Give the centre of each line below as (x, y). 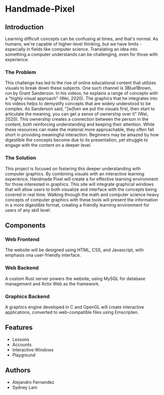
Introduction (24, 27)
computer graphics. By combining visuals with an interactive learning (75, 174)
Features (19, 328)
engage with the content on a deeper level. (48, 145)
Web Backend (22, 268)
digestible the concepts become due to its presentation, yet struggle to (77, 140)
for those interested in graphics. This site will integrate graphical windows (80, 184)
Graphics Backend (27, 296)
